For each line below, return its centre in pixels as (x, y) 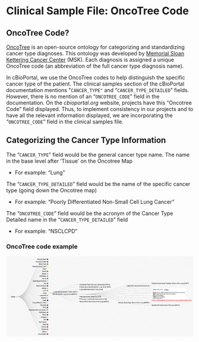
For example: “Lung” (40, 172)
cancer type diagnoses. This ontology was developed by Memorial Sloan (95, 53)
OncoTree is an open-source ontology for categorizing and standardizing (96, 47)
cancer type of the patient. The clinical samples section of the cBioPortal (95, 84)
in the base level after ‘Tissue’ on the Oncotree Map (69, 161)
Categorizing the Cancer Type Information (86, 140)
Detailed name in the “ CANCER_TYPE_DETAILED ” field (67, 219)
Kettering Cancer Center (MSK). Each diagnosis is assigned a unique (90, 60)
